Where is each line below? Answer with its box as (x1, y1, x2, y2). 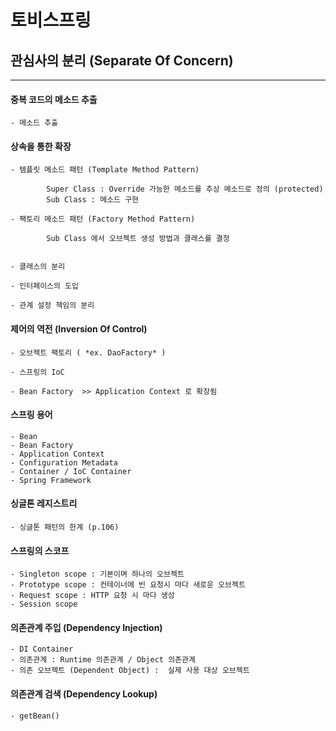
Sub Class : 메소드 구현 (46, 195, 140, 205)
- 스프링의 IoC (10, 367, 65, 377)
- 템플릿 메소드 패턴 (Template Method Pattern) (10, 165, 200, 175)
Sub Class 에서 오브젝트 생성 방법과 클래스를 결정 (46, 234, 230, 244)
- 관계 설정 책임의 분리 (10, 301, 95, 311)
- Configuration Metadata (10, 457, 118, 468)
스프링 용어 (10, 409, 53, 421)
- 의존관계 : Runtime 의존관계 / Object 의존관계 (10, 655, 196, 665)
